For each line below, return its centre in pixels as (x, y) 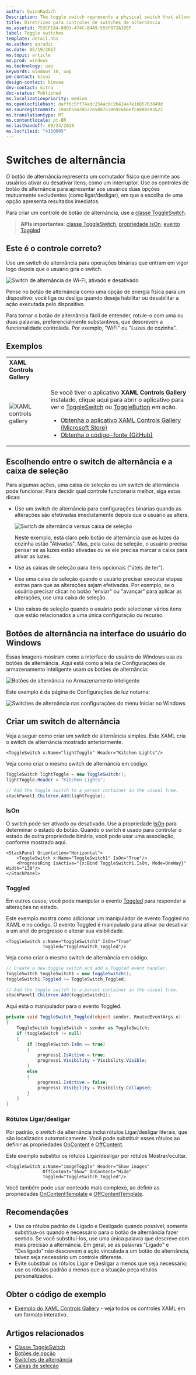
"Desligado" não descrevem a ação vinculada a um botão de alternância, (102, 1251)
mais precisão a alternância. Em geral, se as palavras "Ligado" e (92, 1245)
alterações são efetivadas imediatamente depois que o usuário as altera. (102, 515)
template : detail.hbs (32, 39)
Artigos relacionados (45, 1333)
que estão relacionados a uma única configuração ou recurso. (89, 615)
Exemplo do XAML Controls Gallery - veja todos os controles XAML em (100, 1308)
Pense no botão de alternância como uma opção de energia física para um (96, 292)
